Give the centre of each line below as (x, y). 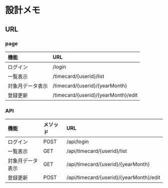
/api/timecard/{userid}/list (97, 151)
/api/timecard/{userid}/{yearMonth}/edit (113, 177)
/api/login (78, 142)
